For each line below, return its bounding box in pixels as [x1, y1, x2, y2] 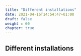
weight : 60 [5, 21, 30, 26]
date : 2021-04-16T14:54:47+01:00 [5, 12, 75, 17]
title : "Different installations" [5, 7, 77, 12]
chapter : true [5, 26, 35, 31]
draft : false [5, 16, 32, 21]
